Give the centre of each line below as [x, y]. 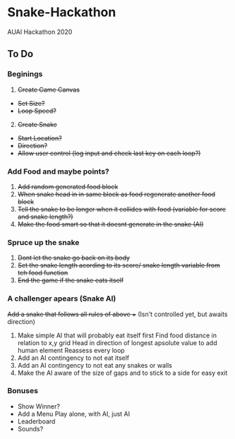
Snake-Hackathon [62, 12]
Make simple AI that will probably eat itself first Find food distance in [117, 335]
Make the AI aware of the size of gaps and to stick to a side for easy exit [122, 373]
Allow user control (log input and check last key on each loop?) [109, 153]
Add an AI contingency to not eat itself [73, 358]
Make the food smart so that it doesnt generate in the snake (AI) [110, 224]
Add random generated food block [68, 186]
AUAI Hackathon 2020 [40, 32]
